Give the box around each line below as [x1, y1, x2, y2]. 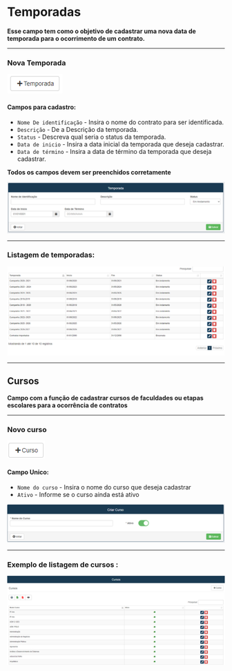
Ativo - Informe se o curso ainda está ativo [17, 491, 139, 499]
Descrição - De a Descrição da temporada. [17, 126, 139, 134]
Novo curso [7, 425, 47, 434]
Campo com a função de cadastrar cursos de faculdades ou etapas [7, 393, 204, 402]
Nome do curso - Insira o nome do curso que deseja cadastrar [17, 483, 191, 492]
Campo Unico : [7, 467, 50, 476]
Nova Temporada [7, 58, 66, 68]
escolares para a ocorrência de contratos [7, 401, 128, 409]
